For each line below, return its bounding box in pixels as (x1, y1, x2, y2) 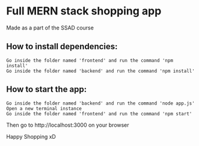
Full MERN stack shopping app (6, 4, 162, 18)
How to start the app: (6, 84, 87, 94)
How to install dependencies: (6, 41, 118, 52)
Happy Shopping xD (6, 133, 56, 140)
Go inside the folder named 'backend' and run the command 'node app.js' (6, 100, 195, 106)
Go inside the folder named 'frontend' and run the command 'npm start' (6, 111, 192, 117)
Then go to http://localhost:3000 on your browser (6, 121, 129, 129)
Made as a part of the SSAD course (6, 24, 94, 31)
